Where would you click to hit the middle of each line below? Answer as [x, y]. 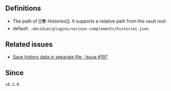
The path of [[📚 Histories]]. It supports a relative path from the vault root [89, 21]
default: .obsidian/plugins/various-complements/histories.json [81, 28]
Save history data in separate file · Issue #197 [60, 57]
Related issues [29, 45]
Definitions [23, 8]
